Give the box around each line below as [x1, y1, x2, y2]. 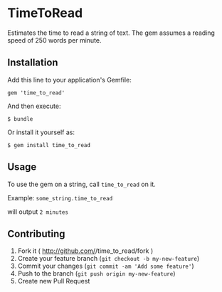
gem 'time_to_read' [7, 89, 65, 97]
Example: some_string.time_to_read [7, 193, 113, 202]
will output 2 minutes [7, 207, 69, 216]
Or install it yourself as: [7, 128, 75, 136]
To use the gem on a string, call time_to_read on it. [7, 180, 157, 188]
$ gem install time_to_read [7, 141, 91, 148]
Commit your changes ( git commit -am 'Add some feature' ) [17, 261, 194, 271]
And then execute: [7, 102, 61, 110]
